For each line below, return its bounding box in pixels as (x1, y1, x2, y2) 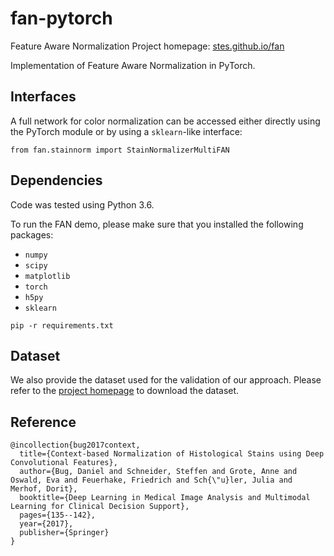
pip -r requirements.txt (10, 320, 114, 331)
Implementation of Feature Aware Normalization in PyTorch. (10, 59, 256, 71)
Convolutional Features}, (10, 458, 118, 468)
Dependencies (10, 172, 103, 189)
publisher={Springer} (19, 528, 110, 538)
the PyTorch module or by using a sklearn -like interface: (10, 125, 243, 137)
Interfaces (10, 88, 77, 106)
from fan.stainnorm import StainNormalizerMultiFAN (10, 145, 230, 155)
